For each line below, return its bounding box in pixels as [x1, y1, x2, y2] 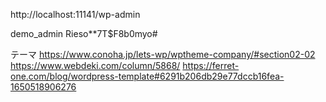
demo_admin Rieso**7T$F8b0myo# [10, 28, 158, 39]
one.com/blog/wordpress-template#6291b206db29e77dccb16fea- [10, 70, 285, 82]
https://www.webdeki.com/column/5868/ [10, 60, 181, 71]
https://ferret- [182, 60, 240, 71]
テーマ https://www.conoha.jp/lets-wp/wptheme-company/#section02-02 [10, 49, 316, 60]
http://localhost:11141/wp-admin [10, 9, 141, 20]
